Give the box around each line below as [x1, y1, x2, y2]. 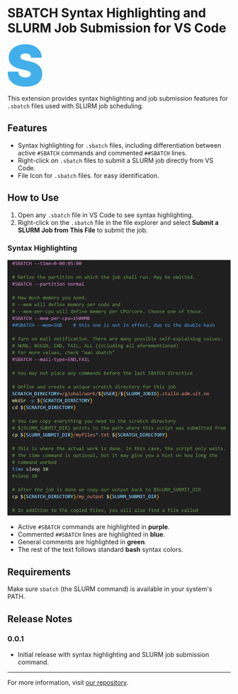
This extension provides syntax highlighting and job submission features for [7, 94, 229, 102]
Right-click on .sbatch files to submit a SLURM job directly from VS [17, 156, 214, 165]
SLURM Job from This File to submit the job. [17, 226, 148, 234]
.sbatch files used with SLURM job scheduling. [7, 101, 144, 110]
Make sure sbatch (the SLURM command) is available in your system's [7, 585, 212, 593]
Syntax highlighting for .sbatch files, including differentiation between [17, 141, 222, 150]
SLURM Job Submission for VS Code [7, 20, 227, 36]
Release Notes [7, 612, 73, 625]
